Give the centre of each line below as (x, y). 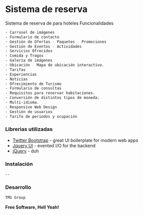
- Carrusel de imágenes (30, 32)
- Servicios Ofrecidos (29, 51)
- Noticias (17, 79)
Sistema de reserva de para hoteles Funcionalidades (59, 23)
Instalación (19, 164)
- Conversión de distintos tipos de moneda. (52, 98)
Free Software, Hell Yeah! (32, 207)
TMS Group (16, 198)
